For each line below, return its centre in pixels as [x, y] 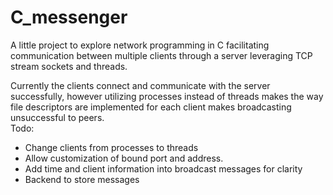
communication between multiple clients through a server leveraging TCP [161, 55]
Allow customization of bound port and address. [124, 158]
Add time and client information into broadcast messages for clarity [163, 168]
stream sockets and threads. [69, 66]
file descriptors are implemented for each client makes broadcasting [151, 107]
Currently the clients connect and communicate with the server [140, 85]
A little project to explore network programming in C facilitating [140, 45]
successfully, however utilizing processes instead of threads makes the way [167, 96]
